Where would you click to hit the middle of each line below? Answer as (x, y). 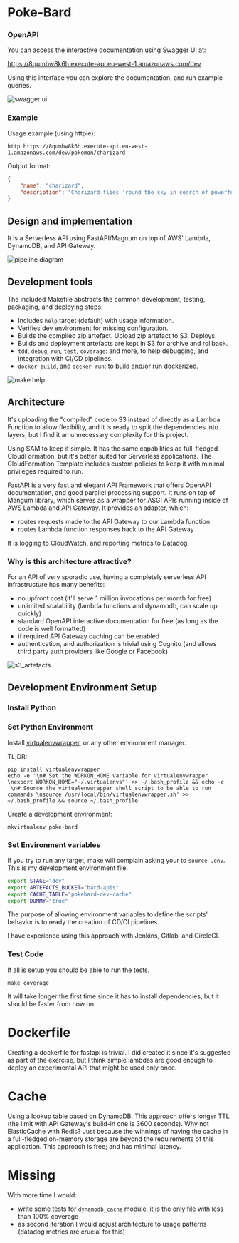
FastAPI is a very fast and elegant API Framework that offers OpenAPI (109, 485)
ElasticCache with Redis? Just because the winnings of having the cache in (118, 1131)
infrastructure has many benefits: (56, 585)
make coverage (28, 983)
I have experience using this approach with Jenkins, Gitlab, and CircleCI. (113, 936)
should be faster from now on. (52, 1003)
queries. (20, 86)
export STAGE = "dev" (36, 881)
